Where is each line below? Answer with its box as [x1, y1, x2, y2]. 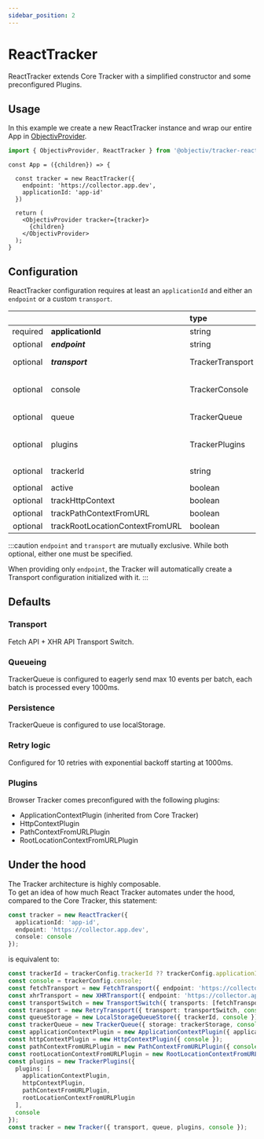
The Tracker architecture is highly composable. [8, 879, 161, 888]
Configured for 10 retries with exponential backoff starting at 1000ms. [8, 758, 233, 767]
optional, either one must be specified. [8, 549, 134, 559]
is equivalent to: [8, 954, 60, 964]
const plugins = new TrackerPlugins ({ [8, 1057, 135, 1065]
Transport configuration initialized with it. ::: [8, 573, 149, 582]
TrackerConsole [189, 384, 249, 395]
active [50, 483, 74, 494]
